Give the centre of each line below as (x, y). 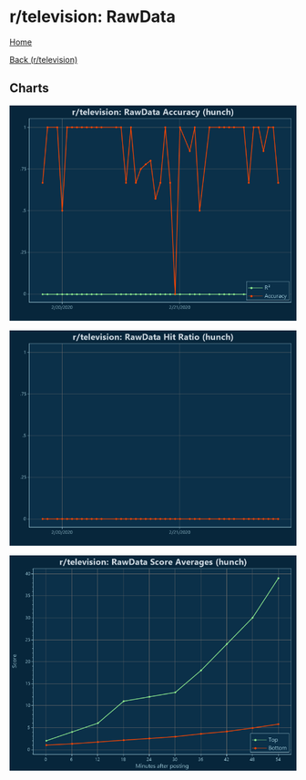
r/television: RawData (92, 17)
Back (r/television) (44, 59)
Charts (30, 88)
